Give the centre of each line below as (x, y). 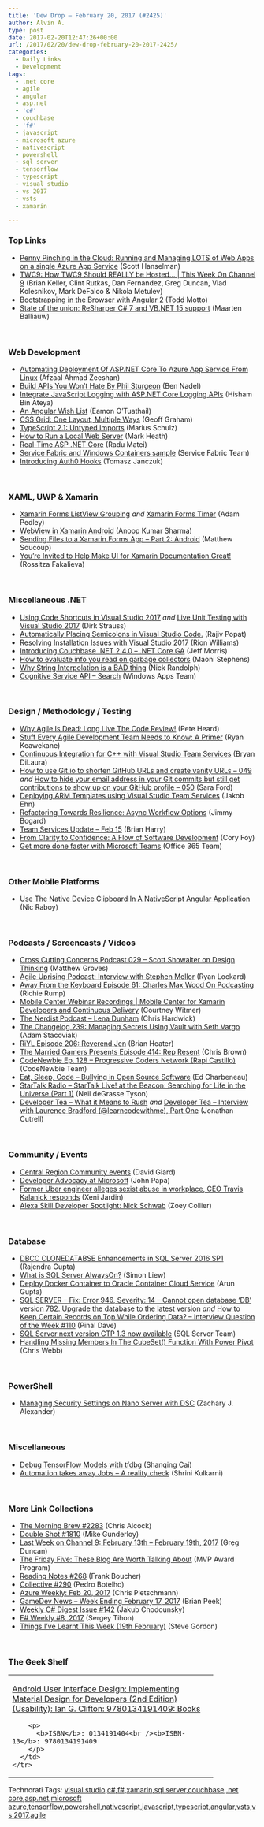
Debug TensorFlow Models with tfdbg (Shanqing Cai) (106, 1464)
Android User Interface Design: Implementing (96, 1689)
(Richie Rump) (43, 993)
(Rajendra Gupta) (48, 1267)
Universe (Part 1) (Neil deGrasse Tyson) (84, 1094)
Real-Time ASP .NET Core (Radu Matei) (83, 444)
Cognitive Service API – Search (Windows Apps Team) (108, 675)
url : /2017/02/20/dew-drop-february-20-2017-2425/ (93, 45)
